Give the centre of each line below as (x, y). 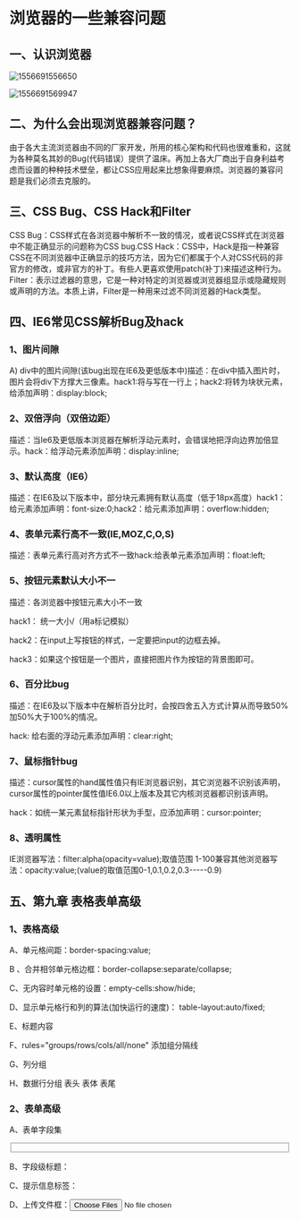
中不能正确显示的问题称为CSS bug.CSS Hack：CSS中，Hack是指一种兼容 (144, 246)
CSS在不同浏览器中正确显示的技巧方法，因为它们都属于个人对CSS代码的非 (146, 257)
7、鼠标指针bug (44, 761)
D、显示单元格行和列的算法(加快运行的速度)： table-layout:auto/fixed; (137, 1007)
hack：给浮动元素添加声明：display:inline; (102, 451)
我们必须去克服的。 (60, 181)
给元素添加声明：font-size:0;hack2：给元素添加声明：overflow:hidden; (139, 508)
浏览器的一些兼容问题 (88, 18)
